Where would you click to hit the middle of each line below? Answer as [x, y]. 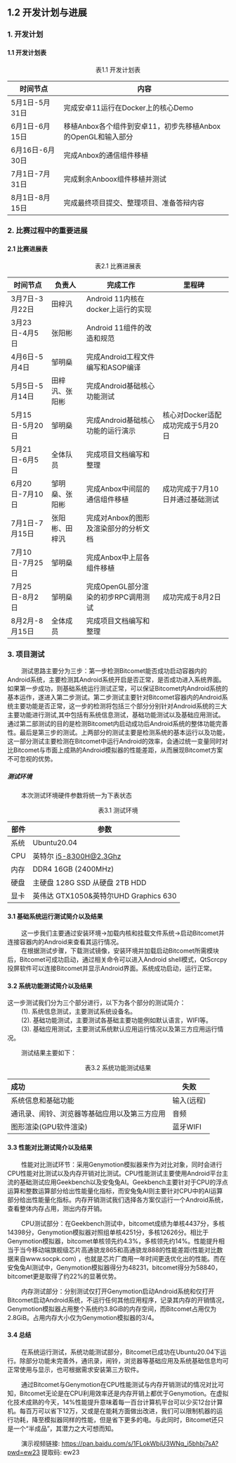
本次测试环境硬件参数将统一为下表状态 [76, 795]
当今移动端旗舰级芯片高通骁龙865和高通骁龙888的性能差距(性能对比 [118, 1250]
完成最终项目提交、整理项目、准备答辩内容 [134, 203]
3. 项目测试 [26, 654]
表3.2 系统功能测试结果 [118, 1068]
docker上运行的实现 [119, 309]
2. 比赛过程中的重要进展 [47, 231]
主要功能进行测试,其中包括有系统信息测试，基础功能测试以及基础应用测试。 [116, 715]
